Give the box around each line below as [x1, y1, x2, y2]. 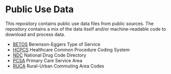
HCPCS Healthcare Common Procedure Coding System [12, 46, 130, 53]
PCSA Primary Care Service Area [12, 57, 83, 63]
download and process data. [5, 31, 65, 37]
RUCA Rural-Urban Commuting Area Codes [12, 63, 105, 69]
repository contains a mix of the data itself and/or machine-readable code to [5, 26, 166, 32]
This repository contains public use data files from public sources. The [5, 20, 154, 27]
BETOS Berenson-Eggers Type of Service [12, 41, 101, 47]
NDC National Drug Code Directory [12, 52, 87, 58]
